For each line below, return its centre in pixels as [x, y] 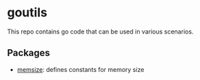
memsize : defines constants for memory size [80, 69]
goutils [27, 13]
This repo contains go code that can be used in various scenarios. [100, 31]
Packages [28, 53]
